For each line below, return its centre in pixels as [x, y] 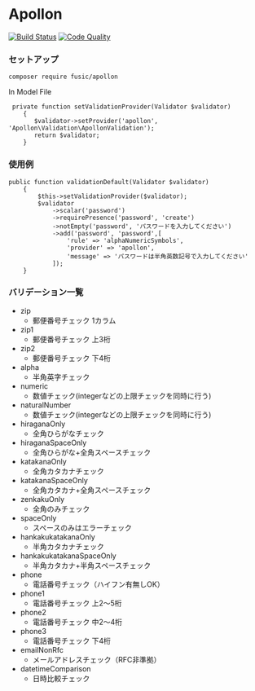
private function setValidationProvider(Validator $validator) [121, 107]
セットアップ [34, 59]
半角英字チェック [61, 376]
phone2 [33, 612]
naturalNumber [46, 405]
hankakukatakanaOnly [57, 537]
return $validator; [67, 135]
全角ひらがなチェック [68, 434]
